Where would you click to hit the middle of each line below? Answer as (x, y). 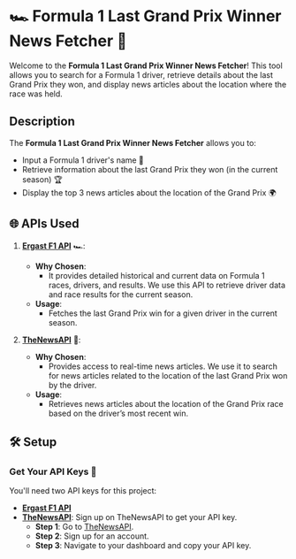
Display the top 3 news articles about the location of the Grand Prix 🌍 (149, 192)
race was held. (36, 94)
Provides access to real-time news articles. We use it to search (163, 366)
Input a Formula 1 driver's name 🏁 (83, 160)
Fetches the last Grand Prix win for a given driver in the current (163, 313)
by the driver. (72, 385)
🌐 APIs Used (44, 224)
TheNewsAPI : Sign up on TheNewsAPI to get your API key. (129, 517)
